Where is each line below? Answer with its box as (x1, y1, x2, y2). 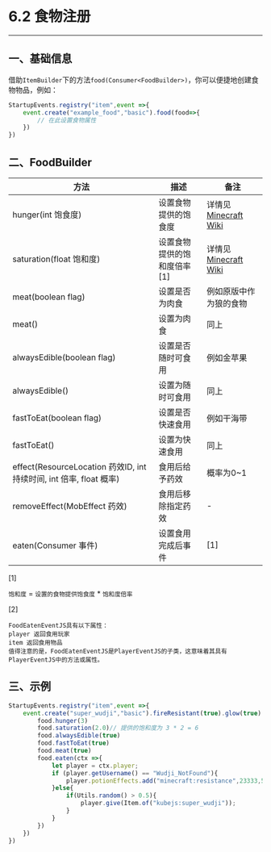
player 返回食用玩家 (8, 630, 70, 638)
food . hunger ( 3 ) (37, 716, 89, 725)
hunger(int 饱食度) (12, 209, 82, 220)
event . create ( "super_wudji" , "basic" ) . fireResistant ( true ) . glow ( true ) (23, 709, 262, 717)
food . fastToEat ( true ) (37, 739, 110, 747)
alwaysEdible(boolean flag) (12, 352, 116, 363)
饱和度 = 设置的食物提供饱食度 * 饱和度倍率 (8, 588, 133, 598)
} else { (51, 784, 74, 792)
